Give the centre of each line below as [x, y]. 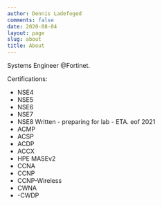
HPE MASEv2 [36, 159]
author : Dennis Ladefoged [44, 14]
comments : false [30, 20]
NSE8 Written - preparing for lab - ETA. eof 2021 [86, 122]
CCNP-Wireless [39, 180]
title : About [26, 46]
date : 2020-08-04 [32, 26]
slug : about [24, 39]
